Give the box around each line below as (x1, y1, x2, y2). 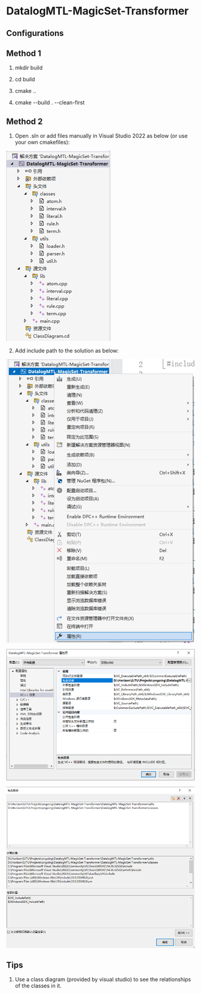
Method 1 (6, 48, 42, 58)
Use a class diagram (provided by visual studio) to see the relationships (14, 976, 191, 983)
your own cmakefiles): (14, 139, 70, 146)
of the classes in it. (14, 982, 62, 989)
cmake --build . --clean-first (14, 99, 85, 106)
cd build (14, 76, 35, 83)
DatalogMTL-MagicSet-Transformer (6, 4, 189, 18)
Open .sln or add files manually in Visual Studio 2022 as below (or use (14, 132, 188, 140)
